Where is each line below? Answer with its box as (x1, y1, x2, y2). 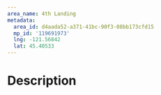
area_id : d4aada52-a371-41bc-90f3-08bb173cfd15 (13, 23, 155, 30)
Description (7, 73, 77, 89)
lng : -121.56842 (13, 36, 61, 43)
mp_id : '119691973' (13, 29, 70, 37)
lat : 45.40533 (13, 43, 54, 50)
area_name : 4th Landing (7, 10, 77, 17)
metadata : (7, 17, 36, 24)
